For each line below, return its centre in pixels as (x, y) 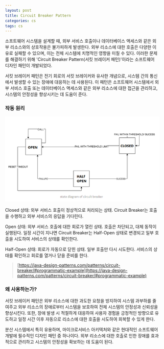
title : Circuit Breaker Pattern (38, 15)
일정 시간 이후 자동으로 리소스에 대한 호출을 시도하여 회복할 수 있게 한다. (86, 319)
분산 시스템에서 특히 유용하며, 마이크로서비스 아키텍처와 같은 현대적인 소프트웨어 (82, 330)
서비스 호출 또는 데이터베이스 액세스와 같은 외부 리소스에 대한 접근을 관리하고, (84, 88)
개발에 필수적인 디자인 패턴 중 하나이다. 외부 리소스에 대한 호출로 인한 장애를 (78, 336)
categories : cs (21, 21)
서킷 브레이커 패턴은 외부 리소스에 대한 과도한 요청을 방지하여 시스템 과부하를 (78, 301)
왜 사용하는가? (21, 289)
